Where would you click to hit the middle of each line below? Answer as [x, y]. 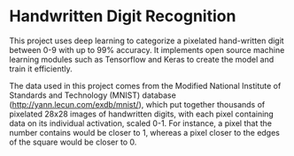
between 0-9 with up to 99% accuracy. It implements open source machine [147, 49]
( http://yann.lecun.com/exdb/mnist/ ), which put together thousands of [137, 104]
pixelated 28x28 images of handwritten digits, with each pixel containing [142, 114]
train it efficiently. [41, 69]
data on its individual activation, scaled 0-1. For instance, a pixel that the [141, 123]
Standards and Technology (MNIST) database [93, 95]
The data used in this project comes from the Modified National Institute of [145, 85]
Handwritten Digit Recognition [123, 16]
